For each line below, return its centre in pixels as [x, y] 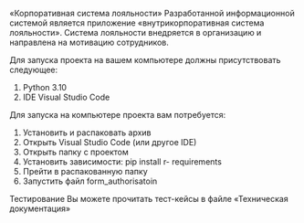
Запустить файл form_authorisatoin [90, 181]
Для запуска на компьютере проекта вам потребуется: [118, 115]
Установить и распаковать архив [87, 133]
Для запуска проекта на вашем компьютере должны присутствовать [145, 60]
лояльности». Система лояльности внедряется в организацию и [136, 32]
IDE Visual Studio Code [66, 97]
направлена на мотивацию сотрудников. [89, 42]
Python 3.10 [44, 87]
